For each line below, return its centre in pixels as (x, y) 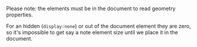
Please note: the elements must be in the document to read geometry (91, 9)
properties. (20, 15)
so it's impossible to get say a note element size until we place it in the (92, 32)
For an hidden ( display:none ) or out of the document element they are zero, (99, 26)
